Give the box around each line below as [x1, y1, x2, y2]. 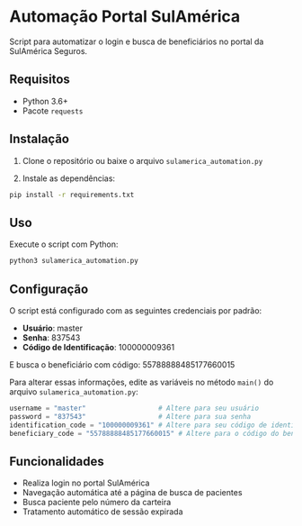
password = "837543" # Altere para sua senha [9, 412, 252, 421]
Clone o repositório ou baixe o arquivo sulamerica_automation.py [22, 155, 263, 166]
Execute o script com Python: [9, 239, 119, 249]
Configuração [9, 281, 89, 296]
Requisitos [9, 72, 70, 87]
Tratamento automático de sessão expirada [22, 506, 183, 517]
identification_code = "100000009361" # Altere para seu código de [9, 421, 268, 430]
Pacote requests [22, 105, 84, 116]
